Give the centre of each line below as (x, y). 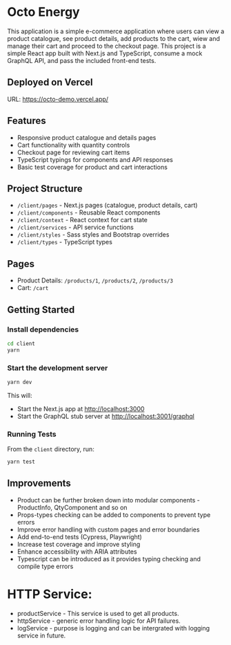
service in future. (41, 635)
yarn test (21, 462)
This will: (20, 395)
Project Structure (45, 189)
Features (27, 121)
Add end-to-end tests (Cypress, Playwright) (80, 536)
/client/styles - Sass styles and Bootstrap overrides (93, 235)
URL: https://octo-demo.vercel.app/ (58, 99)
